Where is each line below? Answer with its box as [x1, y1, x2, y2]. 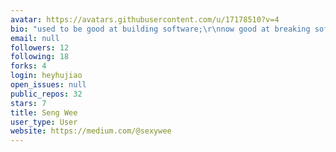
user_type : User [10, 117, 78, 127]
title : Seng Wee [10, 107, 78, 118]
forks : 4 [10, 61, 47, 71]
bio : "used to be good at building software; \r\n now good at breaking [10, 24, 311, 34]
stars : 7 [10, 98, 47, 108]
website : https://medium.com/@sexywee [10, 126, 172, 136]
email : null [10, 33, 60, 43]
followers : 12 [10, 42, 70, 53]
